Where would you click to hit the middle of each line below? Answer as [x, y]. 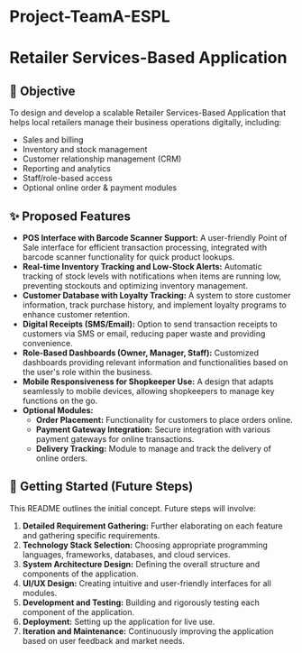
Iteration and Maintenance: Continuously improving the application [148, 631]
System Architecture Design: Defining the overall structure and [141, 564]
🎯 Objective [42, 91]
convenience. [48, 343]
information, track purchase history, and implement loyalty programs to [154, 305]
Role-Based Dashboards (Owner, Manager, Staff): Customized [141, 353]
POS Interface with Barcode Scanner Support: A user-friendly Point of [155, 238]
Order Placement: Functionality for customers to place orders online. [164, 420]
